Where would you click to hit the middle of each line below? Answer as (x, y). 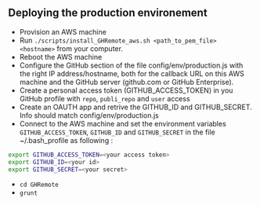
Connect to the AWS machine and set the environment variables (123, 123)
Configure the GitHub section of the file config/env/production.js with (131, 65)
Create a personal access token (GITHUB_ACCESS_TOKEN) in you (126, 90)
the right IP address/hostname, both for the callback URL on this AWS (132, 73)
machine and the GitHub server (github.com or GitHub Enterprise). (126, 82)
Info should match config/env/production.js (89, 115)
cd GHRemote (39, 185)
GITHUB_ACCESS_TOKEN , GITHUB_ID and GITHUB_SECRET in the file (117, 132)
